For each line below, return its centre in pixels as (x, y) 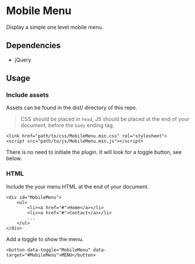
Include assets (27, 95)
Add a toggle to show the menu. (45, 239)
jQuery (23, 59)
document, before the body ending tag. (67, 125)
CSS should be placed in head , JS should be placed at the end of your (105, 119)
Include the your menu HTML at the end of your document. (77, 186)
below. (14, 158)
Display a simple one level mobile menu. (55, 27)
